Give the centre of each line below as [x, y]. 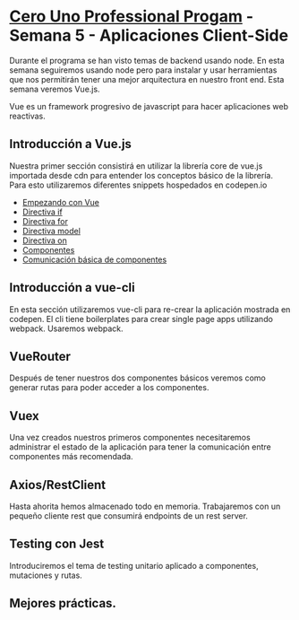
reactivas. [28, 116]
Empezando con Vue [61, 202]
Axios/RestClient [58, 485]
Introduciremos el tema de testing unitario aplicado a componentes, [134, 565]
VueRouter [40, 356]
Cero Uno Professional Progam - [132, 17]
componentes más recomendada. [71, 457]
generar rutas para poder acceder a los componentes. [109, 388]
